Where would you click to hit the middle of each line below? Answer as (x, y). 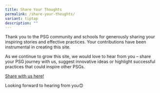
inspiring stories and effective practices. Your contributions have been (76, 42)
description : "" (21, 23)
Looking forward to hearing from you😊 (44, 86)
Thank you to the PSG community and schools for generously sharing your (80, 37)
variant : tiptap (21, 18)
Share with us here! (25, 76)
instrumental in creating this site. (38, 47)
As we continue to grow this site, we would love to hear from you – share (78, 57)
